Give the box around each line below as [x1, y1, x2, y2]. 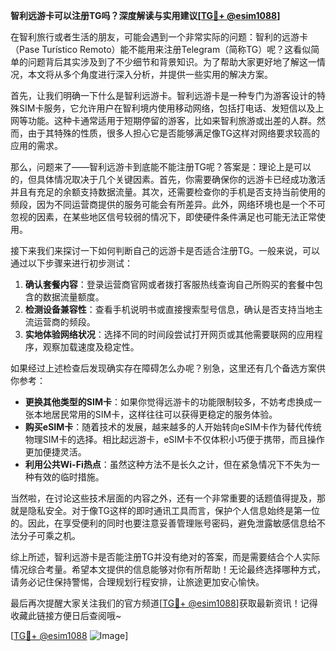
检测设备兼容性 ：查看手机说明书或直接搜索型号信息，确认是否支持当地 [24, 304, 315, 315]
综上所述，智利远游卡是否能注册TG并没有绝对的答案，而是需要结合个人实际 [10, 551, 321, 563]
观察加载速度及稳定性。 [42, 341, 140, 353]
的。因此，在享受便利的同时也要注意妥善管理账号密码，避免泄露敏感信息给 [10, 517, 317, 529]
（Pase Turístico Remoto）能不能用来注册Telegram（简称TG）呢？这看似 [10, 44, 312, 55]
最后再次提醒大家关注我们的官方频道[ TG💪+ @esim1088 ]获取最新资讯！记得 [10, 597, 318, 609]
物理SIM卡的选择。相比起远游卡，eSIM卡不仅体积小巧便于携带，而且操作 [24, 434, 325, 445]
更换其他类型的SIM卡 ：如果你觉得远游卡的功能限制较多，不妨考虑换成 [24, 396, 313, 408]
